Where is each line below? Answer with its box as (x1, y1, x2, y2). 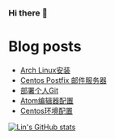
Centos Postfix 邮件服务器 (19, 75, 107, 85)
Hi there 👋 (8, 7, 49, 19)
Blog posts (8, 37, 82, 56)
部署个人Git (19, 85, 59, 95)
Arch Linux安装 (19, 65, 71, 75)
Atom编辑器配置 (19, 95, 75, 105)
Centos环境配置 (19, 106, 73, 115)
